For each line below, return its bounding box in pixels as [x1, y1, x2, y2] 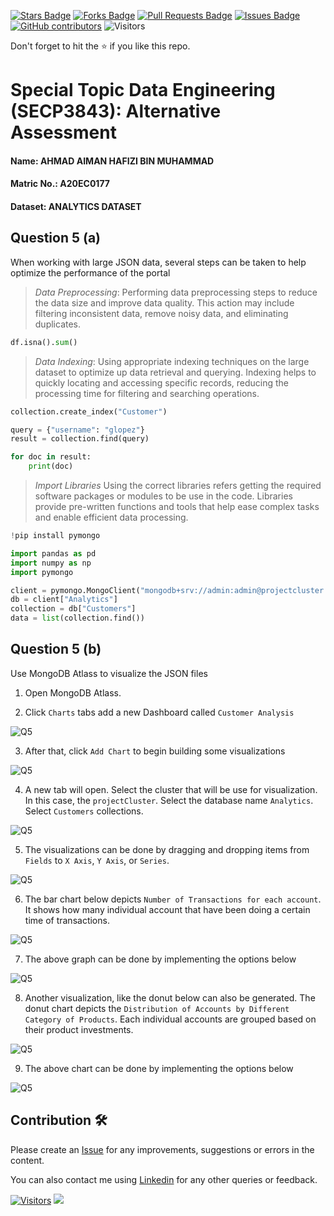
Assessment [10, 121, 117, 144]
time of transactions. [24, 914, 110, 926]
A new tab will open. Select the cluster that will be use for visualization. [24, 783, 318, 795]
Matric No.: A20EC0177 [10, 178, 110, 190]
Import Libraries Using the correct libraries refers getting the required [34, 480, 322, 492]
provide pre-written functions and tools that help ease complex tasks [34, 501, 320, 513]
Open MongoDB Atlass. [24, 686, 122, 699]
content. [10, 1154, 45, 1166]
